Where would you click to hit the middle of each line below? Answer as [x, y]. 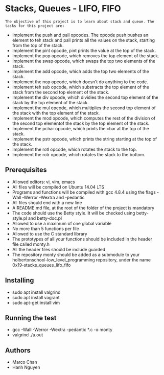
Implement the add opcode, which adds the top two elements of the [81, 71]
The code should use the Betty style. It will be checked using [74, 213]
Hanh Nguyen [26, 367]
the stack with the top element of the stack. [56, 113]
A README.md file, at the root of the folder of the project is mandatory [83, 208]
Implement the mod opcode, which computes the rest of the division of [84, 118]
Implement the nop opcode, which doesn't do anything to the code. [80, 82]
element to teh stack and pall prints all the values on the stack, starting [83, 40]
